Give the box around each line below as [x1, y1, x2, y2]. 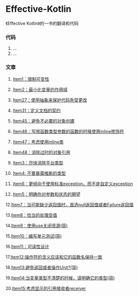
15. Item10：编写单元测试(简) [5, 233, 62, 239]
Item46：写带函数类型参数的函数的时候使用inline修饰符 [12, 128, 124, 134]
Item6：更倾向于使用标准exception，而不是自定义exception [12, 181, 133, 187]
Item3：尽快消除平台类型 [12, 160, 63, 165]
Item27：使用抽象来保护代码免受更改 [12, 97, 87, 103]
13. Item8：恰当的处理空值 [5, 212, 57, 218]
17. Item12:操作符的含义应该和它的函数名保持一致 [5, 254, 103, 260]
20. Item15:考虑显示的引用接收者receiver [5, 285, 86, 291]
